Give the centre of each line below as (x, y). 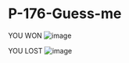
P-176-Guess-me (65, 14)
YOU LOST (25, 50)
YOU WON (25, 35)
